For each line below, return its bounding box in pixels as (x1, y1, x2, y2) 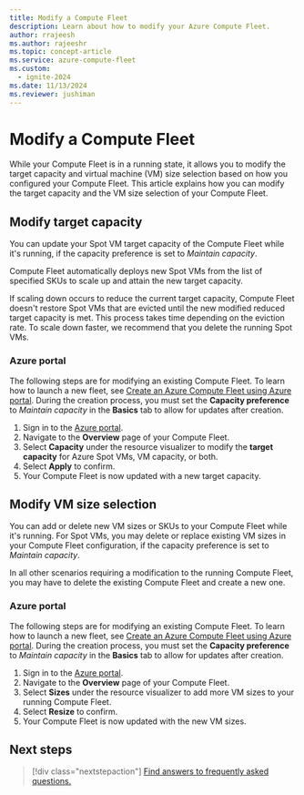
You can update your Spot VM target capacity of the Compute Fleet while (9, 239, 285, 250)
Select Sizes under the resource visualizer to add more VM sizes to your (22, 687, 295, 698)
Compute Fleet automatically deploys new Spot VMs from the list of (9, 266, 263, 277)
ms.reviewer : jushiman (9, 89, 96, 98)
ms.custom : (9, 65, 51, 74)
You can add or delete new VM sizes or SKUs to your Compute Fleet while (9, 521, 288, 532)
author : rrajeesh (9, 30, 76, 39)
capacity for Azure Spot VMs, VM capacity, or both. (22, 451, 218, 462)
